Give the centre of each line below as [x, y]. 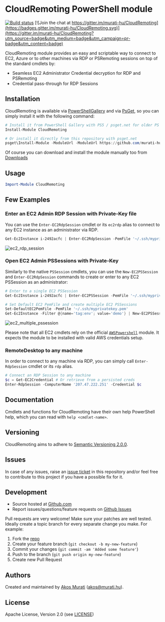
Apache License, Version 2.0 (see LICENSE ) [50, 614]
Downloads [16, 158]
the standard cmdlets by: [30, 63]
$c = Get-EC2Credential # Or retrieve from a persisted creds [70, 380]
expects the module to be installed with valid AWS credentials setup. [74, 338]
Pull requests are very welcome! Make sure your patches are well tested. [79, 519]
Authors [18, 575]
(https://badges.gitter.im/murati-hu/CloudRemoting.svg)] [62, 28]
